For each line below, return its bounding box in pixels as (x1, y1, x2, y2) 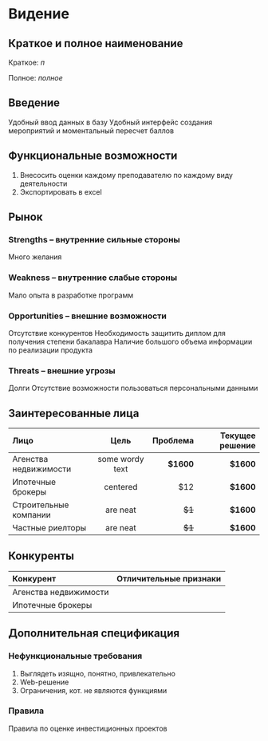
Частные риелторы (12, 522, 86, 534)
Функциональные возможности (8, 149, 178, 163)
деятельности (19, 179, 68, 188)
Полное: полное (8, 73, 64, 82)
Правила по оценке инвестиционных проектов (8, 723, 167, 733)
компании (12, 510, 51, 521)
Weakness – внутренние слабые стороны (8, 272, 178, 283)
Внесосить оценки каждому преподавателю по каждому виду (19, 170, 234, 179)
